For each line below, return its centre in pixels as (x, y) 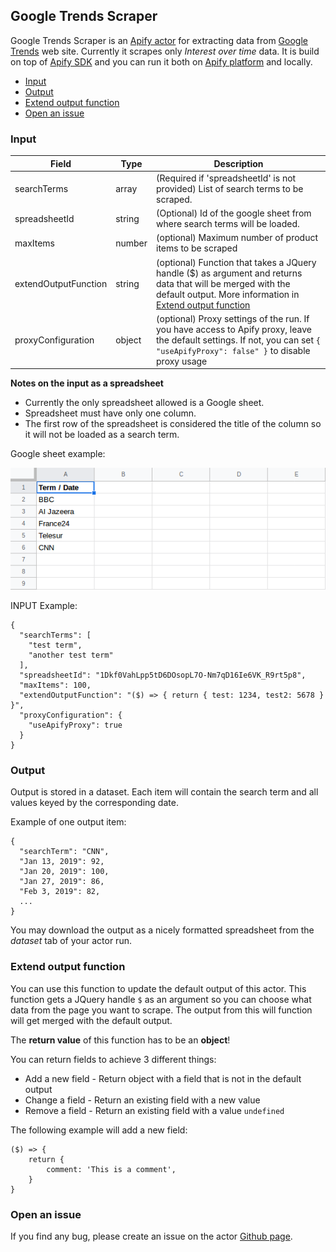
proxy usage (182, 361)
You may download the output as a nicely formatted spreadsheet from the (162, 930)
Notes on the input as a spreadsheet (87, 383)
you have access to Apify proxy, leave (234, 329)
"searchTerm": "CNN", (64, 852)
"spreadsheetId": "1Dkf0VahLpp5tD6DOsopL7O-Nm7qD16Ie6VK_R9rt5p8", (163, 675)
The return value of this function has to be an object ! (120, 1040)
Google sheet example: (58, 454)
